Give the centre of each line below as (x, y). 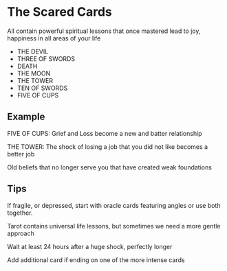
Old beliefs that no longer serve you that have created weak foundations (109, 167)
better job (21, 154)
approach (21, 233)
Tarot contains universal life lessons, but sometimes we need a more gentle (114, 226)
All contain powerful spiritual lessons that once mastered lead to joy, (104, 31)
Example (26, 117)
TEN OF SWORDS (42, 88)
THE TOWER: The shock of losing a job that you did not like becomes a (108, 146)
